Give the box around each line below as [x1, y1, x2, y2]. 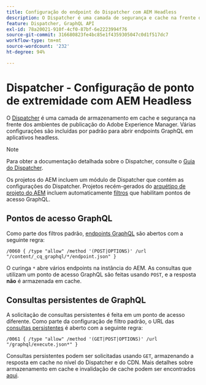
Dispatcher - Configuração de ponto [6, 80, 194, 95]
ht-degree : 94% [6, 49, 45, 55]
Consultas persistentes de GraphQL [6, 295, 146, 305]
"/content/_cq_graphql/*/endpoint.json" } [6, 253, 116, 260]
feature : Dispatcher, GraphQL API [6, 20, 95, 26]
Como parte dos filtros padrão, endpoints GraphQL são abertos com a [6, 230, 183, 237]
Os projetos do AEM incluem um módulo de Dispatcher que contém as [6, 176, 184, 183]
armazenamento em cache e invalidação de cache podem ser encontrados [6, 365, 196, 373]
